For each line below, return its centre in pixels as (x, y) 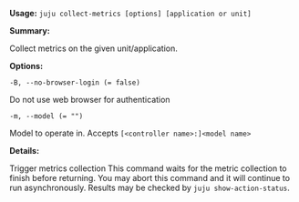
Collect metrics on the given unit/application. (93, 48)
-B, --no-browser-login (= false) (75, 83)
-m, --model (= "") (46, 116)
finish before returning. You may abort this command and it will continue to (149, 178)
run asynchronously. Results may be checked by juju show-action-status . (149, 187)
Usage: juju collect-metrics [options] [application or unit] (131, 13)
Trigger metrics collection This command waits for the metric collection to (148, 168)
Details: (24, 151)
